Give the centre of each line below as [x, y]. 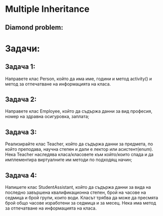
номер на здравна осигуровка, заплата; [47, 117]
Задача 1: [20, 67]
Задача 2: [21, 99]
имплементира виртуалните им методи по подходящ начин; [69, 160]
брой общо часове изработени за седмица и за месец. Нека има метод [81, 203]
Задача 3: [21, 132]
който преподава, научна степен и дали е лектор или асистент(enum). [79, 149]
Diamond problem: [34, 27]
